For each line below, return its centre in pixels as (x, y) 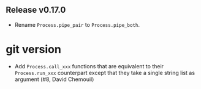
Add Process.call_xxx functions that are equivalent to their (89, 66)
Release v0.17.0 (36, 10)
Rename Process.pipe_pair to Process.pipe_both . (77, 24)
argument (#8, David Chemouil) (54, 79)
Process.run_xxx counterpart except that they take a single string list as (105, 73)
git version (34, 49)
